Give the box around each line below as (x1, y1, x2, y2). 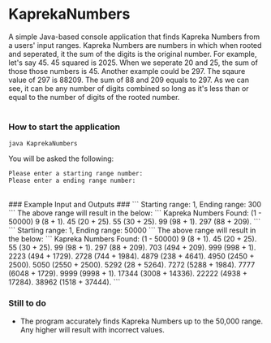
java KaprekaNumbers (8, 140, 79, 148)
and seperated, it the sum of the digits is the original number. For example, (8, 49, 257, 59)
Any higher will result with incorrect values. (19, 324, 165, 334)
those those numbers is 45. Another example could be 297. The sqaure (8, 66, 246, 76)
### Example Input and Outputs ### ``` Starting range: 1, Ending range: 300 (8, 200, 262, 210)
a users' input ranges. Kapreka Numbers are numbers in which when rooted (8, 40, 262, 50)
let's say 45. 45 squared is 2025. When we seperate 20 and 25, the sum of (8, 58, 258, 67)
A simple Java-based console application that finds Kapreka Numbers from (8, 32, 260, 41)
